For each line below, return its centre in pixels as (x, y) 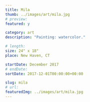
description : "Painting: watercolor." (45, 37)
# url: (12, 88)
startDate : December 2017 (32, 64)
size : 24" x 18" (22, 51)
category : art (20, 33)
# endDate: (16, 69)
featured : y (17, 24)
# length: (15, 46)
